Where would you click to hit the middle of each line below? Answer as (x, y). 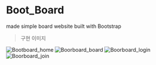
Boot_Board (35, 10)
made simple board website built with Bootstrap (64, 26)
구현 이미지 (33, 38)
